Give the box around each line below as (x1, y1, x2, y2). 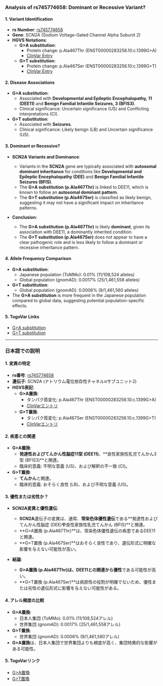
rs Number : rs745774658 (12, 27, 63, 33)
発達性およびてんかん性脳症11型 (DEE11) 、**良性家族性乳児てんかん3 (19, 451, 157, 457)
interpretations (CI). (19, 111, 59, 117)
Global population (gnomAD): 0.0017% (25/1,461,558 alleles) (19, 277, 140, 282)
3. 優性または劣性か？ (5, 493, 49, 499)
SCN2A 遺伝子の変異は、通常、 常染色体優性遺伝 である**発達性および (19, 516, 158, 522)
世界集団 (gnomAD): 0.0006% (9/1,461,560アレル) (19, 633, 120, 639)
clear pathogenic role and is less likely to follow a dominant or (19, 239, 143, 245)
